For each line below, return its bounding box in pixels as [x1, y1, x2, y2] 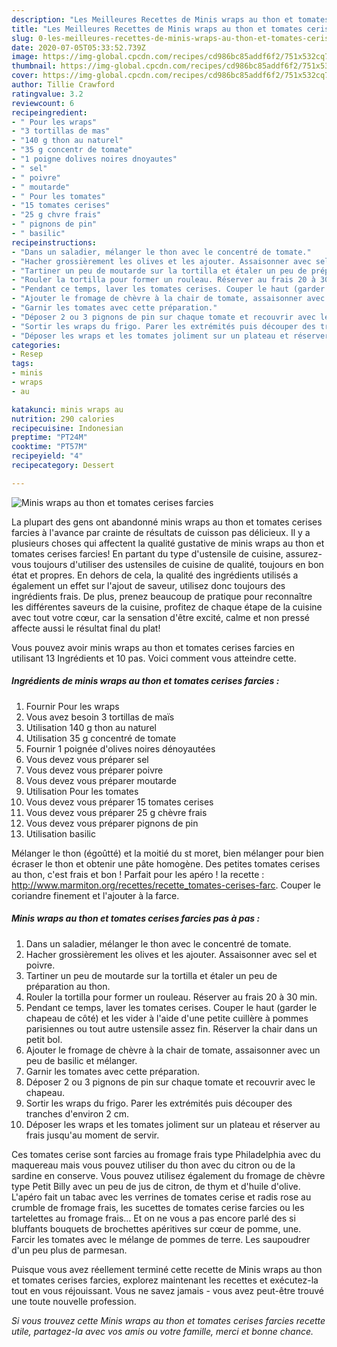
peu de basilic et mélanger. [25, 1054, 138, 1066]
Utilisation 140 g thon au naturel [25, 721, 157, 733]
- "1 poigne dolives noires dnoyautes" [11, 154, 178, 164]
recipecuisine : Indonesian [11, 423, 124, 433]
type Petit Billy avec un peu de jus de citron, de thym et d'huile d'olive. [11, 1180, 301, 1192]
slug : [11, 33, 34, 43]
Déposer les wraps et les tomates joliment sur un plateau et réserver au [25, 1118, 321, 1130]
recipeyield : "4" [11, 451, 84, 461]
